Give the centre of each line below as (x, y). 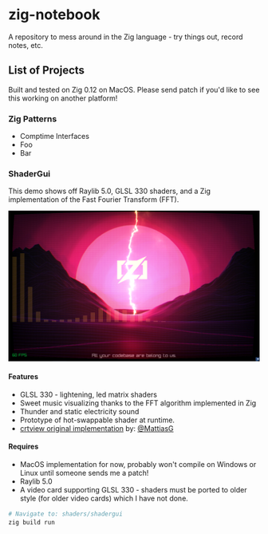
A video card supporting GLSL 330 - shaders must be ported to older (133, 489)
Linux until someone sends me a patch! (84, 473)
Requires (24, 447)
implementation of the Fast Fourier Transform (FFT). (94, 200)
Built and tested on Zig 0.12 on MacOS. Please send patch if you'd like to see (134, 89)
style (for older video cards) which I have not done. (104, 498)
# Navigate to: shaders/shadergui (66, 514)
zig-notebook (54, 15)
